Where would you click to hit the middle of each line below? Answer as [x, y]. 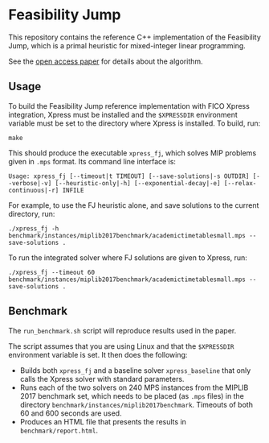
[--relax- [240, 183]
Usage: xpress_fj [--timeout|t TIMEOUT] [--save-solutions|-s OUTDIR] [129, 176]
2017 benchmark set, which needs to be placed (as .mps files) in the [132, 395]
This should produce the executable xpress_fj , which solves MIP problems [132, 153]
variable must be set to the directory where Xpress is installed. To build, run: [134, 123]
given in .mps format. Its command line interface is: [92, 161]
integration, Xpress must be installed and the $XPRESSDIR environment [123, 114]
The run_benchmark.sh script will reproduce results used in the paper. [122, 330]
